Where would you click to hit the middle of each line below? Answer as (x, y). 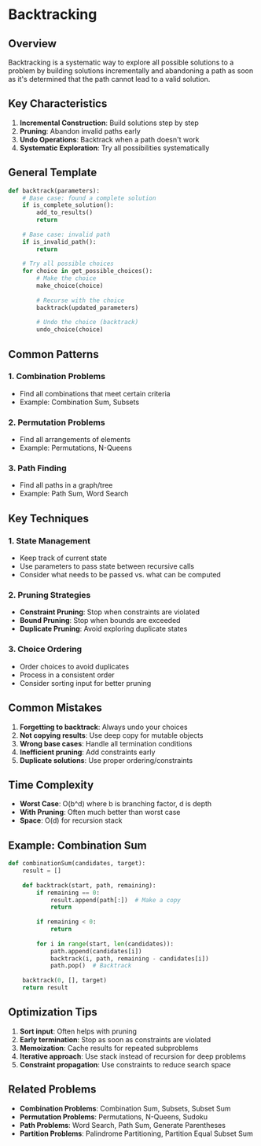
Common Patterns (54, 354)
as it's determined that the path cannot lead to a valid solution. (109, 79)
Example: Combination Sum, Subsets (79, 402)
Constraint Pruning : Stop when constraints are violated (110, 612)
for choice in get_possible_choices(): (88, 271)
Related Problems (52, 1090)
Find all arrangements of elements (75, 440)
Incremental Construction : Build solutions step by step (109, 123)
